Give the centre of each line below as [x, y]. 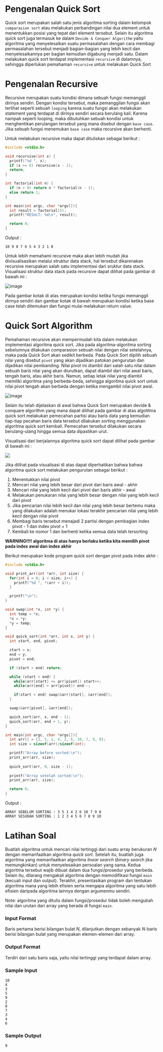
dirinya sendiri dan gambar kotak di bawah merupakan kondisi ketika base [80, 301]
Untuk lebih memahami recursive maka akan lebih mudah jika [67, 256]
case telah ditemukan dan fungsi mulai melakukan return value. [69, 306]
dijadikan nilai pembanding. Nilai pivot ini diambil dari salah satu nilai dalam [81, 365]
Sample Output [23, 1035]
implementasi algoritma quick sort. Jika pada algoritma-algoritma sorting [78, 345]
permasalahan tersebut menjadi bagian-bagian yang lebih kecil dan [73, 49]
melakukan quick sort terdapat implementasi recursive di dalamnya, [73, 59]
